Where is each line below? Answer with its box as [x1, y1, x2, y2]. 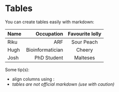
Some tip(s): [5, 66, 30, 73]
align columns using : [12, 76, 55, 82]
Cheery [76, 46, 93, 53]
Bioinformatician [26, 46, 63, 53]
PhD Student [34, 54, 63, 61]
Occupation [35, 30, 63, 37]
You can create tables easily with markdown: [5, 19, 94, 25]
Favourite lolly [67, 30, 102, 37]
